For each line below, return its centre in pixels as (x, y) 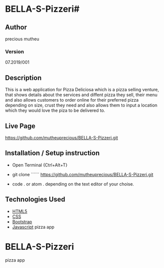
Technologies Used (35, 200)
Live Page (20, 126)
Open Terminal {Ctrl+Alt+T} (40, 165)
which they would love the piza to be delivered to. (55, 110)
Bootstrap (22, 221)
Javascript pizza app (33, 227)
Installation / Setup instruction (52, 153)
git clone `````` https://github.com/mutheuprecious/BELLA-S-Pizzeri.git (83, 174)
